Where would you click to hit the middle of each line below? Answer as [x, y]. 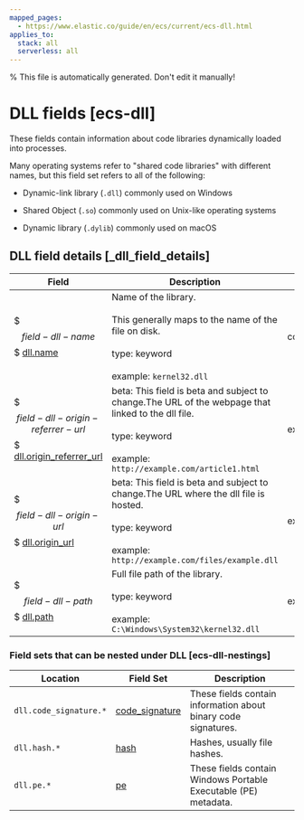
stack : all [38, 43]
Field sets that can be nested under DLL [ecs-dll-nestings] [140, 655]
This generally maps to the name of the [195, 319]
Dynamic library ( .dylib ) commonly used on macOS [119, 228]
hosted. [128, 504]
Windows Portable [229, 780]
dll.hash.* [37, 748]
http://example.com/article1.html [186, 468]
